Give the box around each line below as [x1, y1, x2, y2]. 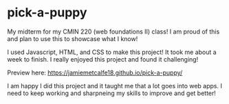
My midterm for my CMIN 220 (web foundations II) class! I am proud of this [7, 27, 220, 36]
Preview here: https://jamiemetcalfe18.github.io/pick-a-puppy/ [7, 68, 183, 77]
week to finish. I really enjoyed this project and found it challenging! [7, 55, 199, 63]
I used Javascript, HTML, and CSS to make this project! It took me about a [7, 48, 217, 56]
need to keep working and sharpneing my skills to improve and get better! [7, 89, 217, 97]
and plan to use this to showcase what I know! [7, 34, 138, 42]
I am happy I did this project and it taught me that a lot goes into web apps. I [7, 81, 222, 90]
